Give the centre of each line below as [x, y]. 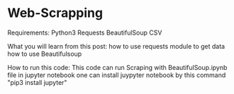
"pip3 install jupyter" [37, 82]
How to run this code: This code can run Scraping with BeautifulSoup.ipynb [117, 67]
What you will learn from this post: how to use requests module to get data [116, 46]
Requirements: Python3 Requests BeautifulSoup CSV [85, 33]
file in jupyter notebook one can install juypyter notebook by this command [117, 75]
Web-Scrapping [55, 13]
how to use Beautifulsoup [45, 54]
